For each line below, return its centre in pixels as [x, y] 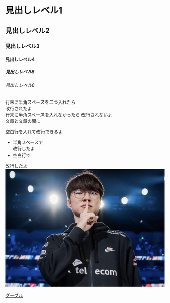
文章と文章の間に [23, 121]
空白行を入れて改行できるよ [34, 131]
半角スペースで [28, 142]
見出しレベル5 [20, 72]
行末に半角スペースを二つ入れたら [40, 102]
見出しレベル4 [20, 59]
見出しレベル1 [34, 10]
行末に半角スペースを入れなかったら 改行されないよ [59, 115]
